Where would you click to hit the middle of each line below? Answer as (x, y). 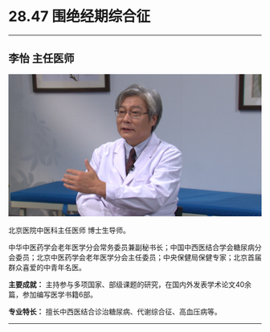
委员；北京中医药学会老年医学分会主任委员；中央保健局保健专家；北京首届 (138, 257)
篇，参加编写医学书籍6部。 (53, 295)
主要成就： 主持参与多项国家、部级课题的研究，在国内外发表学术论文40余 (130, 285)
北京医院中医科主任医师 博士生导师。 (69, 231)
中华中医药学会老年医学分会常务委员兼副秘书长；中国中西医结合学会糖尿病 (131, 248)
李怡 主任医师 (41, 58)
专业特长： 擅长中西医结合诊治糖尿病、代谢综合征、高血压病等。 (115, 312)
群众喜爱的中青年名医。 (47, 268)
